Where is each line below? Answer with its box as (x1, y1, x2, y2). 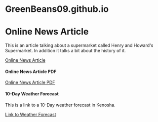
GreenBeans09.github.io (5, 3, 109, 15)
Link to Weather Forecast (5, 111, 56, 117)
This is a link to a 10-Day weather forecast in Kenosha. (5, 102, 116, 108)
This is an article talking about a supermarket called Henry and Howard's (5, 42, 154, 48)
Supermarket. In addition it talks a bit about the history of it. (5, 48, 126, 54)
